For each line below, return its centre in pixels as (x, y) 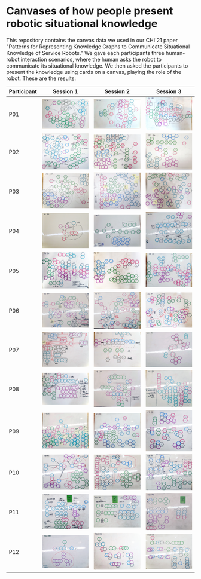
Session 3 (169, 91)
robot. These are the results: (41, 78)
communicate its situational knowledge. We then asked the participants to (97, 65)
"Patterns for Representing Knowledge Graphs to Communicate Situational (98, 47)
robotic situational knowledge (82, 24)
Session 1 (66, 91)
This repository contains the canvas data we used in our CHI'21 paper (92, 40)
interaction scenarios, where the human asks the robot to (91, 59)
